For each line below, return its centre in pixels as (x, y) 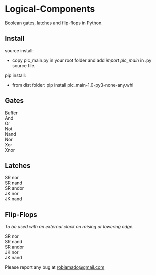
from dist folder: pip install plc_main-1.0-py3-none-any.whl (73, 85)
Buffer (12, 113)
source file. (24, 65)
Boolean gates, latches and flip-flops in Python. (54, 23)
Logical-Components (50, 9)
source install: (19, 50)
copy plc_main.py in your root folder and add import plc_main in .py (82, 60)
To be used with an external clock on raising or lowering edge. (69, 227)
